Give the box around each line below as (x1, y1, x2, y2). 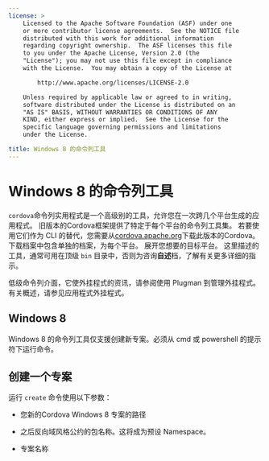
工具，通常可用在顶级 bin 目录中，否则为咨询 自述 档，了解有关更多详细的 (8, 250, 250, 260)
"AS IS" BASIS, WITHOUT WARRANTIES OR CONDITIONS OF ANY (23, 108, 218, 117)
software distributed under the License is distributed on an (23, 101, 236, 109)
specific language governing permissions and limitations (23, 123, 221, 131)
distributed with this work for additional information (23, 34, 215, 43)
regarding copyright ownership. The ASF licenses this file (23, 42, 232, 50)
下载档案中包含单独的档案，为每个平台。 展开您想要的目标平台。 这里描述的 (8, 241, 259, 250)
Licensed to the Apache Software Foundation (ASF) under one (23, 19, 232, 27)
